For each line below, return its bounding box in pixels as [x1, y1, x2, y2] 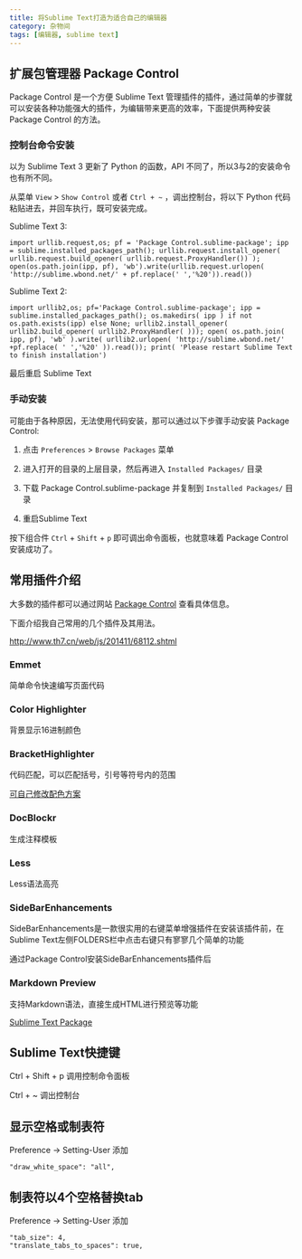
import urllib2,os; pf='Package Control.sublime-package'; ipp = [9, 304, 260, 313]
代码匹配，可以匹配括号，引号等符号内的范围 [9, 770, 176, 781]
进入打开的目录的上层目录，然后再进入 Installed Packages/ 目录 [22, 463, 263, 474]
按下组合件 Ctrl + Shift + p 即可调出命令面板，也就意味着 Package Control [9, 532, 289, 543]
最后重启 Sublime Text [9, 368, 92, 379]
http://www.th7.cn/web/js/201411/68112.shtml [9, 635, 178, 647]
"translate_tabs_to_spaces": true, [9, 1241, 144, 1251]
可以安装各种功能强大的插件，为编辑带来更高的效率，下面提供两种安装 [9, 103, 271, 114]
